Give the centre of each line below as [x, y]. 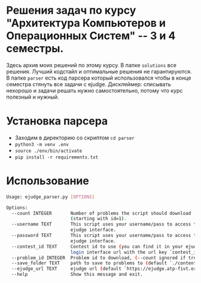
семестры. [35, 49]
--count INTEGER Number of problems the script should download [101, 213]
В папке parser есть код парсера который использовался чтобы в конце [99, 78]
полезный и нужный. [33, 97]
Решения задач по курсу [71, 10]
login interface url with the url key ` [121, 252]
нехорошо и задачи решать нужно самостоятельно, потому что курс [95, 90]
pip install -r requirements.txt [57, 157]
